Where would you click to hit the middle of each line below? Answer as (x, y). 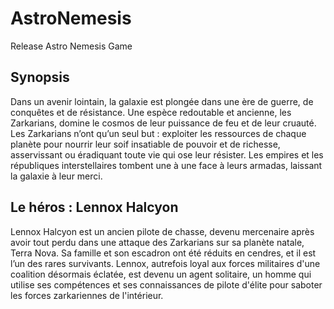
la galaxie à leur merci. (56, 176)
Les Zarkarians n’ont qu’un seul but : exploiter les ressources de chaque (158, 133)
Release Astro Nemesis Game (71, 46)
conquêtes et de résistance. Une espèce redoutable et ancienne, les (151, 112)
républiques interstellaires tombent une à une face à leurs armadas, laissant (166, 165)
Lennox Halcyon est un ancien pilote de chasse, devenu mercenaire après (162, 231)
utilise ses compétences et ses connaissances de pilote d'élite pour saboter (166, 284)
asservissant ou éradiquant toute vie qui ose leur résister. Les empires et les (167, 154)
